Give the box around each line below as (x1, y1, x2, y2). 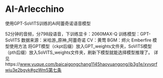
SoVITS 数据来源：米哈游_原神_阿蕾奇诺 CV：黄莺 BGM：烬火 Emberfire (5, 37, 152, 43)
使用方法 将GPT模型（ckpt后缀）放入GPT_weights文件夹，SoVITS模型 (9, 43, 152, 49)
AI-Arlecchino (5, 3, 64, 15)
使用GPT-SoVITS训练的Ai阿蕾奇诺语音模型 (5, 20, 91, 26)
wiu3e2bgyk (5, 67, 31, 73)
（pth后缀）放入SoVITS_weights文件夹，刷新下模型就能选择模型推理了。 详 (5, 49, 159, 55)
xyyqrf (144, 61, 158, 67)
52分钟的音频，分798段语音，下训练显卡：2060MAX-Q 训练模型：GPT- (5, 31, 151, 37)
